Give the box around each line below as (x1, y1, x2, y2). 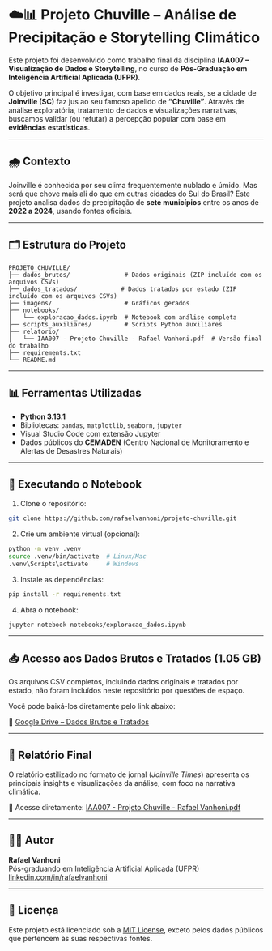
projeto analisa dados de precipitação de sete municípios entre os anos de (8, 197, 259, 207)
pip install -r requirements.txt (8, 590, 121, 599)
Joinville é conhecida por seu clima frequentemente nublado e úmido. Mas (8, 180, 257, 190)
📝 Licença (8, 903, 59, 917)
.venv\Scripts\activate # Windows (8, 560, 139, 568)
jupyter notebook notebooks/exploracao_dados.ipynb (8, 620, 186, 629)
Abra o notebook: (19, 604, 79, 615)
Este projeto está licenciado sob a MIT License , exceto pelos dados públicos (8, 924, 264, 935)
